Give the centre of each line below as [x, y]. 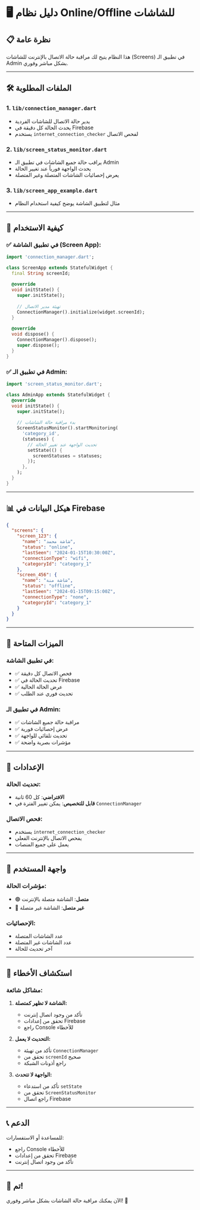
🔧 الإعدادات [25, 767]
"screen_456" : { [37, 575]
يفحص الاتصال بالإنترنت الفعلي [48, 838]
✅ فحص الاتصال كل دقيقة [43, 674]
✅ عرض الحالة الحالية [39, 687]
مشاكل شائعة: [24, 990]
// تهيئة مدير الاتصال [39, 306]
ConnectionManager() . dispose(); [57, 340]
